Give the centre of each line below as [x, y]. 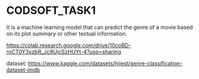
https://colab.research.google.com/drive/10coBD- [69, 45]
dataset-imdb [23, 69]
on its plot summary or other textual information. [67, 33]
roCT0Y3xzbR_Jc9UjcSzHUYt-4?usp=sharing [64, 51]
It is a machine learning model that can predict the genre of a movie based [100, 27]
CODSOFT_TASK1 [51, 11]
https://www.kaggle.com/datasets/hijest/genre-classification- [106, 63]
